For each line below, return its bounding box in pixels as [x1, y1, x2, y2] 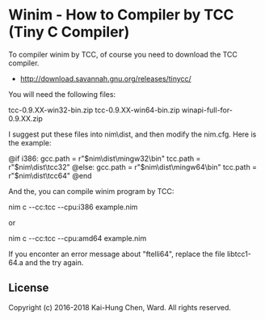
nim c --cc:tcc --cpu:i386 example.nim [8, 202, 138, 212]
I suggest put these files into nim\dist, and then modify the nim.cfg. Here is [8, 129, 257, 139]
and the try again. [25, 257, 84, 267]
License [8, 281, 49, 295]
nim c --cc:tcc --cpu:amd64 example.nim [8, 233, 147, 243]
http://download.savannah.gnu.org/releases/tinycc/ [19, 74, 191, 83]
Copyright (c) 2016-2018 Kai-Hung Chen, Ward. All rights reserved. [8, 302, 232, 312]
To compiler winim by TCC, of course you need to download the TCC [8, 49, 238, 59]
